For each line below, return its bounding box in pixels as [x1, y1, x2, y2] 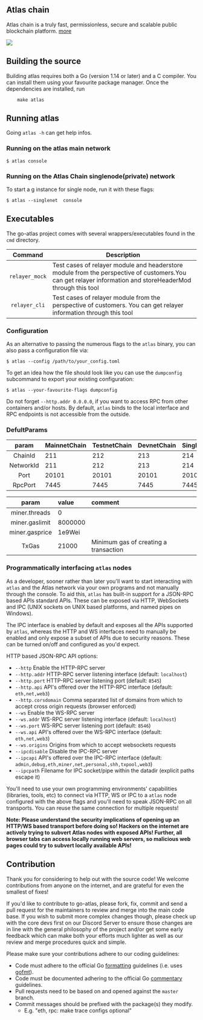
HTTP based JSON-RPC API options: [6, 652, 98, 660]
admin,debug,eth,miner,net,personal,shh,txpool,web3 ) [14, 760, 153, 767]
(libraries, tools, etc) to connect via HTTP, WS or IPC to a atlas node [6, 791, 177, 799]
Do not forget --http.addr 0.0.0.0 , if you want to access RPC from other [6, 398, 188, 405]
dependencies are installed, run [6, 85, 85, 93]
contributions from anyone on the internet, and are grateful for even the [6, 882, 184, 889]
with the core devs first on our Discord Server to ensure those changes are [6, 919, 193, 926]
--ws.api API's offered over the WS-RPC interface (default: [14, 728, 162, 735]
